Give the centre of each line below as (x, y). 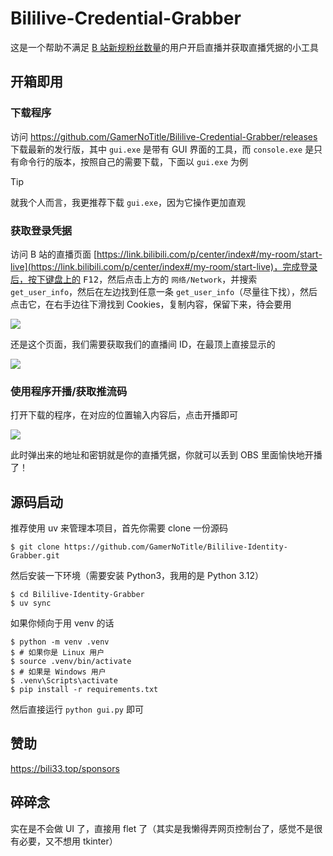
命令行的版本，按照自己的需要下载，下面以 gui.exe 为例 (133, 161)
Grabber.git (35, 556)
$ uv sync (31, 603)
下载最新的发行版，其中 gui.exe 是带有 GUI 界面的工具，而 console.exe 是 (162, 149)
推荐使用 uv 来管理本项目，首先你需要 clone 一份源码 (119, 528)
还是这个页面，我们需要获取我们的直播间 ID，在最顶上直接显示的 (143, 344)
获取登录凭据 (41, 230)
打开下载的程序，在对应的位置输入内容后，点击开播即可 (124, 415)
